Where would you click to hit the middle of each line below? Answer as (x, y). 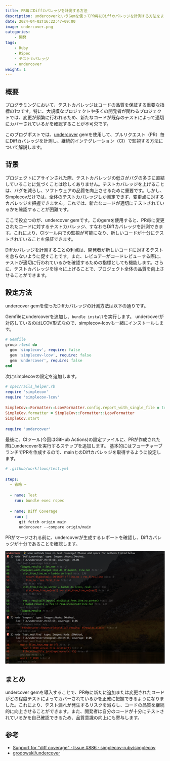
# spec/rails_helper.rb (30, 386)
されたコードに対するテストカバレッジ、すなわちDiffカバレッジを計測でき (82, 226)
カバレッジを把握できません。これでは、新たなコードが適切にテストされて (83, 203)
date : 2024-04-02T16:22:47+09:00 (40, 21)
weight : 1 (16, 69)
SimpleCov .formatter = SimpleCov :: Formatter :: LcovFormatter (70, 413)
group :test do (21, 345)
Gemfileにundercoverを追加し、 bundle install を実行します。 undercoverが (84, 317)
